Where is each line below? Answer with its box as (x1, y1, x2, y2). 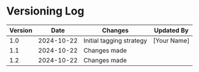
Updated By (153, 26, 189, 34)
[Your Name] (153, 36, 190, 45)
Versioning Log (6, 4, 85, 18)
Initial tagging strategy (83, 36, 147, 45)
